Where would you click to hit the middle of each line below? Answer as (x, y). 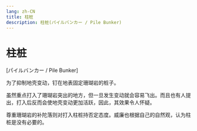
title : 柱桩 (20, 17)
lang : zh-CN (21, 11)
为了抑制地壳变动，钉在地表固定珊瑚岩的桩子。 (62, 83)
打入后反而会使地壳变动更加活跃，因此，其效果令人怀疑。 (86, 102)
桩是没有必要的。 (27, 122)
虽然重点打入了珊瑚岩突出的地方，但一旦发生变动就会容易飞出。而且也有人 (96, 95)
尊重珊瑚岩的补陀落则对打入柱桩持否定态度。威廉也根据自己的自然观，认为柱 (98, 115)
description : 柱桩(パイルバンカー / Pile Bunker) (64, 22)
